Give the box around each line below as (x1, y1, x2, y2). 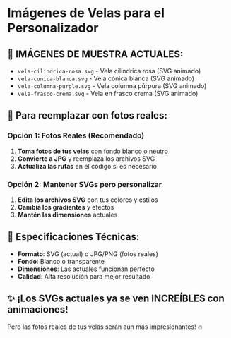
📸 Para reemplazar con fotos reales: (7, 109, 167, 121)
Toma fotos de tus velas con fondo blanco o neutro (17, 147, 168, 155)
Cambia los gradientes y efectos (17, 203, 114, 211)
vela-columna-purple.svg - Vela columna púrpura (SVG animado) (17, 82, 207, 90)
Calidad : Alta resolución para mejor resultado (17, 272, 150, 280)
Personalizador (7, 20, 99, 36)
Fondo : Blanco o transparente (17, 257, 105, 265)
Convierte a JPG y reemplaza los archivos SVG (17, 154, 155, 163)
